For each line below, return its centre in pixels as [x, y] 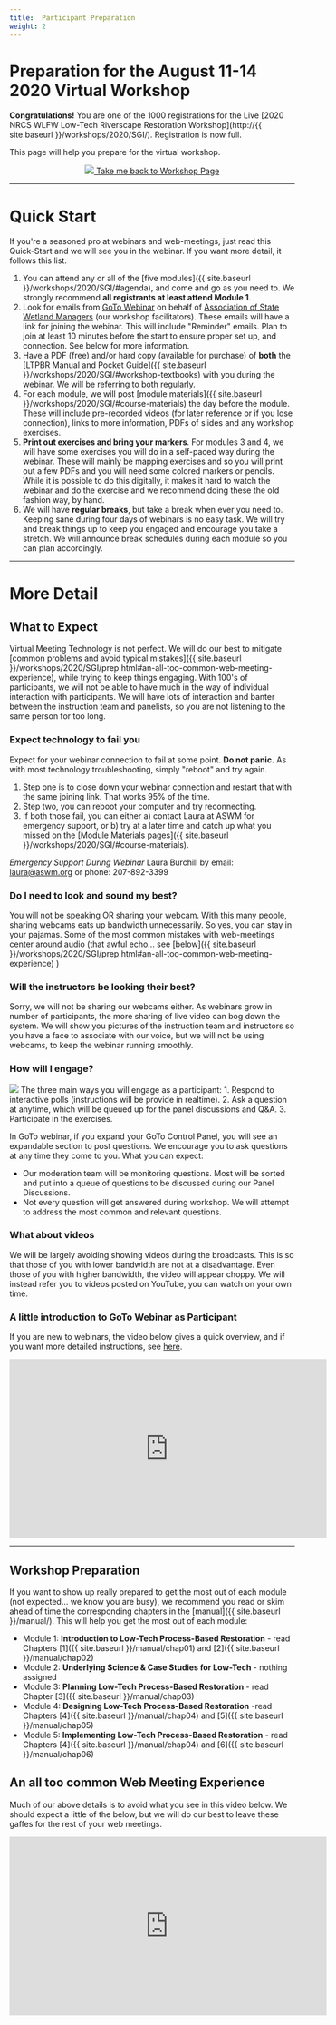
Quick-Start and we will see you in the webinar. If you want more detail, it [146, 251]
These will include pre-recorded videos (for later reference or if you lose [158, 413]
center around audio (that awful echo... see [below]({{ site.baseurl [133, 944]
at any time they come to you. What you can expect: [106, 1155]
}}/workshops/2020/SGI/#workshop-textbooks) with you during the [149, 375]
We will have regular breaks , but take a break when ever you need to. [153, 510]
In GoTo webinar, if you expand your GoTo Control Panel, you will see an [144, 1136]
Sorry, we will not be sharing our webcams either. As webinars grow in [141, 1007]
